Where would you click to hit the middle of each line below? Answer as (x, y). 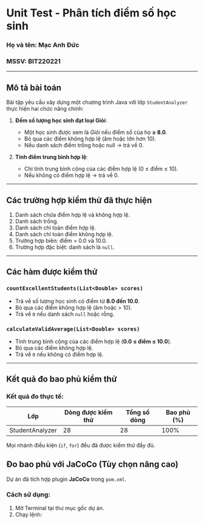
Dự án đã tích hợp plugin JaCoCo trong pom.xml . (66, 479)
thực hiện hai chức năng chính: (45, 109)
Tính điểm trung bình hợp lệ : (51, 157)
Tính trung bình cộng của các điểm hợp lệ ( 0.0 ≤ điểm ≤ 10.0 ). (93, 341)
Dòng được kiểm (88, 412)
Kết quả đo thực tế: (35, 397)
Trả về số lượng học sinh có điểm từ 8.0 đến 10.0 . (77, 301)
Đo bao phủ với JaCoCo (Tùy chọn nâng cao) (92, 465)
